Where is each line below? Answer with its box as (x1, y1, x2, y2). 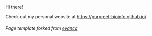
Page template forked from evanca (5, 25, 78, 31)
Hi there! (5, 4, 23, 10)
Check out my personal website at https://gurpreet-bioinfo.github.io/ (5, 14, 147, 19)
